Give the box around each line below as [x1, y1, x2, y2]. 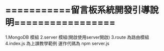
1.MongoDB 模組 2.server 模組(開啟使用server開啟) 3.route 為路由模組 [5, 34, 149, 40]
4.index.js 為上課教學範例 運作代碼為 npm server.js [5, 40, 110, 46]
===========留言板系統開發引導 [5, 4, 150, 16]
